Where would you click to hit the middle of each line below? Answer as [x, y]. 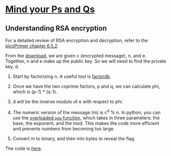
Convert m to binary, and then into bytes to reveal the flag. [74, 138]
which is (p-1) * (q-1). [35, 92]
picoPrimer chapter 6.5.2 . [32, 46]
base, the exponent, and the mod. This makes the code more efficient [86, 123]
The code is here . [24, 148]
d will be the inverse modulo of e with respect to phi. [68, 101]
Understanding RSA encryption [56, 28]
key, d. [12, 67]
